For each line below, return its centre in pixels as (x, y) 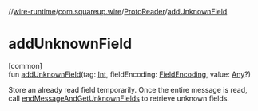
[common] (25, 65)
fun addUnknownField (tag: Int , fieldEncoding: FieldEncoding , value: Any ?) (130, 74)
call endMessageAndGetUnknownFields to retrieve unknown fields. (119, 98)
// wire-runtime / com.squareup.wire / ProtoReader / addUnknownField (118, 12)
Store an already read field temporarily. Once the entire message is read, (128, 89)
